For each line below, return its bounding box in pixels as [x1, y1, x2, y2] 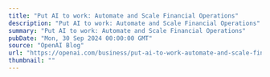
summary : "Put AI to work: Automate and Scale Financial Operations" [8, 26, 247, 34]
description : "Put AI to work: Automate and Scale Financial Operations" [8, 19, 261, 27]
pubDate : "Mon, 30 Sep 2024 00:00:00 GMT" [8, 34, 153, 43]
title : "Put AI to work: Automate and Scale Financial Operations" [8, 11, 239, 20]
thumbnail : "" [8, 57, 56, 65]
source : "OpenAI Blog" [8, 42, 84, 50]
